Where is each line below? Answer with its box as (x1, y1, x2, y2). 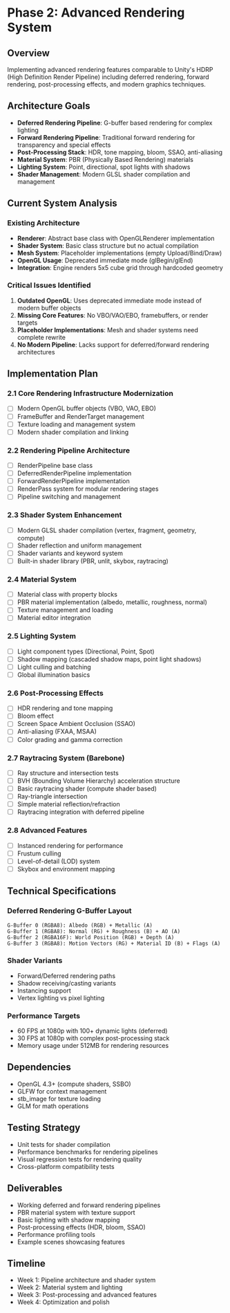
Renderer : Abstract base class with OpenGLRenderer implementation (17, 234, 215, 242)
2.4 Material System (7, 574, 77, 584)
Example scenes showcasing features (17, 1238, 126, 1246)
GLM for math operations (17, 1102, 89, 1110)
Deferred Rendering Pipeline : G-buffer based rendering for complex (17, 118, 213, 127)
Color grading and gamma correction (17, 735, 123, 743)
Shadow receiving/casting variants (17, 979, 116, 987)
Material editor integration (17, 614, 91, 622)
